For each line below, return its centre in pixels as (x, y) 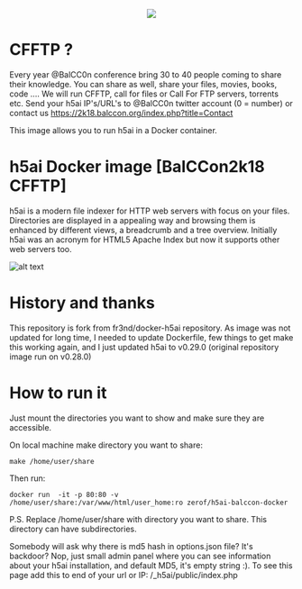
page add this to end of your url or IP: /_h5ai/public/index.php (124, 575)
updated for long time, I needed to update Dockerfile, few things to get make (151, 337)
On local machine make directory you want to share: (106, 445)
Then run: (27, 478)
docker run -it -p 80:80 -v (64, 494)
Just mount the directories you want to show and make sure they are (137, 418)
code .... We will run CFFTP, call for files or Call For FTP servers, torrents (144, 94)
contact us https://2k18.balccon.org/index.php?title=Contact (121, 113)
